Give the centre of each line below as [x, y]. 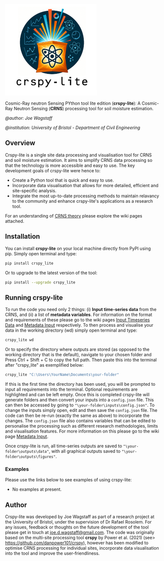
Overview [20, 143]
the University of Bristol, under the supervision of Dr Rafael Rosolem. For [78, 522]
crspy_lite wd [20, 340]
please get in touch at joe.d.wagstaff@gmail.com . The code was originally [80, 532]
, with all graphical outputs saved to [85, 451]
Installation [23, 236]
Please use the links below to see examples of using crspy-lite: [69, 480]
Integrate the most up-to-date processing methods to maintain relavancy [85, 196]
